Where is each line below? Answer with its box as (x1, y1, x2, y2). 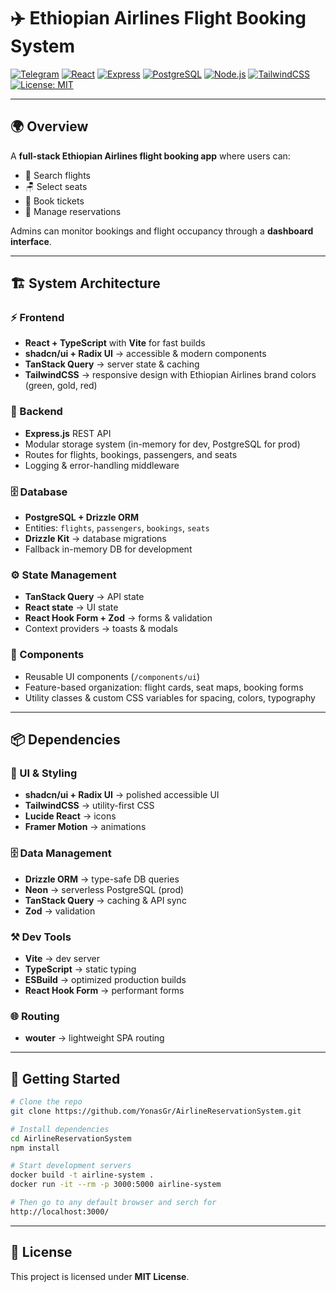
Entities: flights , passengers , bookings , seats (24, 522, 210, 534)
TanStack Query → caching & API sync (24, 894, 187, 906)
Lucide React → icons (24, 810, 117, 822)
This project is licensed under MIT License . (10, 1270, 190, 1282)
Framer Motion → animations (24, 821, 147, 833)
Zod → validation (24, 905, 96, 917)
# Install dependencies (10, 1124, 110, 1134)
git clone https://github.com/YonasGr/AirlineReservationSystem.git (10, 1106, 302, 1116)
